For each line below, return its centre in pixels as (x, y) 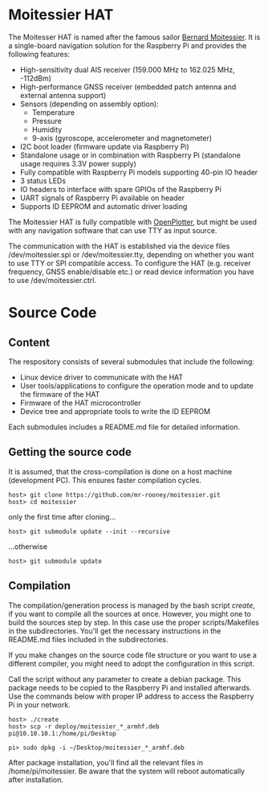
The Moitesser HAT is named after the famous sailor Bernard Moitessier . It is (134, 37)
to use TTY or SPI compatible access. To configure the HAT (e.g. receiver (130, 263)
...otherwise (28, 546)
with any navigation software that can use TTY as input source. (113, 230)
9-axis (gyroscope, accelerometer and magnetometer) (122, 137)
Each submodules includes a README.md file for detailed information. (124, 427)
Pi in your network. (39, 704)
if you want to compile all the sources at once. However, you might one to (130, 613)
